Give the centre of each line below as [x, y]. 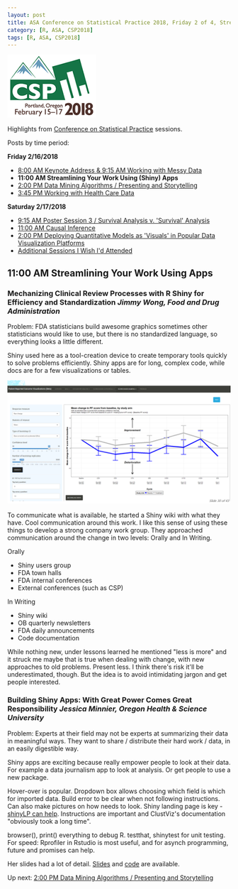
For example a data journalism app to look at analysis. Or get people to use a [119, 770]
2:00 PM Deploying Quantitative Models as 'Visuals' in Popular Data [117, 236]
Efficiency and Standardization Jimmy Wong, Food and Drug [113, 302]
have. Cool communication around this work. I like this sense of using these [118, 523]
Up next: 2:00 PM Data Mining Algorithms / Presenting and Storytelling [110, 878]
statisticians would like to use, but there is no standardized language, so [113, 334]
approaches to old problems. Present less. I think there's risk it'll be [106, 667]
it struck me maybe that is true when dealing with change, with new [106, 659]
